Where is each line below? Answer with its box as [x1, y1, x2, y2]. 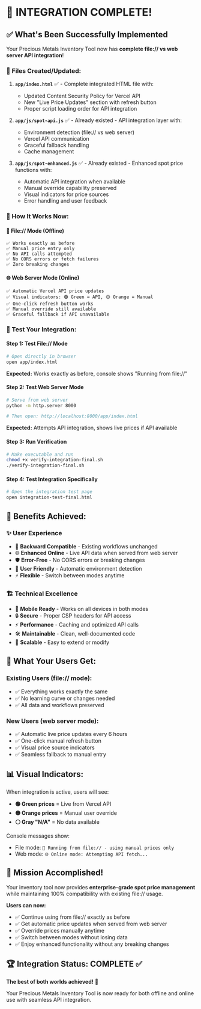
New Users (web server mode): [6, 717, 99, 725]
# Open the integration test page [6, 489, 93, 495]
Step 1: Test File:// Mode [6, 340, 68, 348]
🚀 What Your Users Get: [6, 656, 96, 666]
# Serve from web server [6, 397, 68, 403]
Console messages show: [6, 832, 70, 839]
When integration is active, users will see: [6, 788, 109, 796]
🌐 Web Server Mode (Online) [6, 274, 80, 281]
